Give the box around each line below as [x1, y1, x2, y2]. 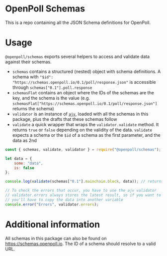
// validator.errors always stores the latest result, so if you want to [5, 193, 162, 198]
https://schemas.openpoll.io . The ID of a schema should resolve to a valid [5, 241, 156, 247]
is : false [14, 165, 35, 170]
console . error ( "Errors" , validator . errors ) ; [5, 202, 99, 207]
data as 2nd [12, 137, 37, 143]
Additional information [5, 219, 100, 230]
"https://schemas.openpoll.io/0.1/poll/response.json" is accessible [12, 79, 157, 85]
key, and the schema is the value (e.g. [12, 95, 90, 101]
